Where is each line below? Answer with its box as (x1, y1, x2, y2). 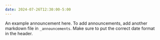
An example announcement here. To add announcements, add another (5, 20, 148, 26)
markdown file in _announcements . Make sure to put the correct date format (5, 25, 155, 31)
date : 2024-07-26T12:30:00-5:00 (5, 7, 71, 12)
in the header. (5, 30, 33, 36)
